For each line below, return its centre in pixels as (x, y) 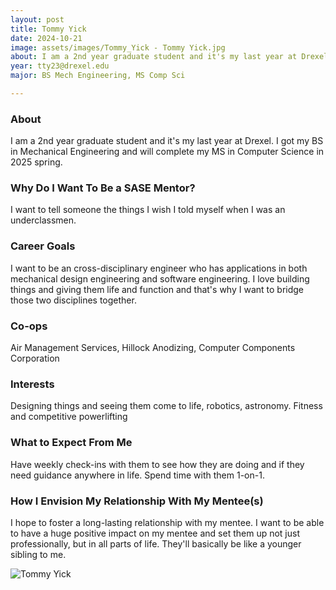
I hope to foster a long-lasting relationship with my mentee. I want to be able (167, 522)
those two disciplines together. (73, 300)
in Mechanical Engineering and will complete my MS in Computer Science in (167, 152)
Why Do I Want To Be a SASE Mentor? (103, 188)
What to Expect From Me (71, 443)
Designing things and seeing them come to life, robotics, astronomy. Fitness (166, 406)
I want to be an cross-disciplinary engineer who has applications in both (159, 268)
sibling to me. (38, 554)
